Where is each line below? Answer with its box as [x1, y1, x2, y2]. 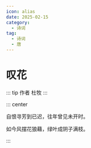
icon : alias [6, 8, 35, 15]
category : [6, 19, 31, 25]
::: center [6, 100, 28, 107]
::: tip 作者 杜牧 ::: [6, 89, 48, 96]
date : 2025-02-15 [6, 14, 49, 20]
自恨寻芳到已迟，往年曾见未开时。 [6, 113, 89, 120]
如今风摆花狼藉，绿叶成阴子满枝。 [6, 125, 89, 132]
